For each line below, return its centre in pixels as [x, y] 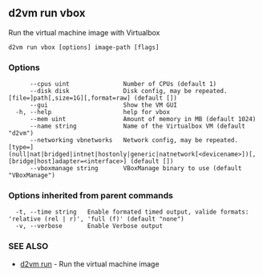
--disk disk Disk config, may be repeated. [128, 92]
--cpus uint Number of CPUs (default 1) [123, 84]
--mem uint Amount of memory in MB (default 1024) [143, 120]
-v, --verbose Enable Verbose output [89, 226]
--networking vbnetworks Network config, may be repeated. [134, 141]
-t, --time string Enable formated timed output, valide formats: [132, 212]
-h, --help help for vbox [93, 112]
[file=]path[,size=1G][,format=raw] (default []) [93, 98]
